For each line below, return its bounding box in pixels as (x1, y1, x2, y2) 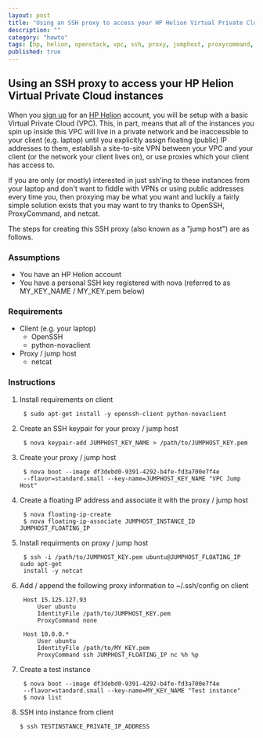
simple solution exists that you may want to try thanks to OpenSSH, (8, 200, 225, 210)
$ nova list (23, 693, 63, 701)
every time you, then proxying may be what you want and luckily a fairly (8, 192, 240, 201)
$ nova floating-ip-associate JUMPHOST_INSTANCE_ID (23, 517, 196, 525)
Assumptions (8, 252, 60, 263)
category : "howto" (8, 33, 68, 42)
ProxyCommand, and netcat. (8, 209, 100, 218)
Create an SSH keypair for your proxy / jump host (19, 423, 178, 433)
